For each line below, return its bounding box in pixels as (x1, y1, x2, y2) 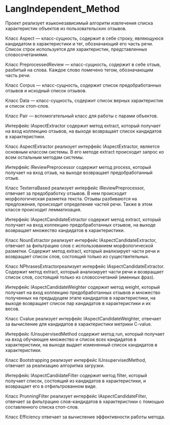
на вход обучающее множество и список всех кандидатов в (5, 336, 137, 342)
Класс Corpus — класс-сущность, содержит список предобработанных (5, 82, 161, 88)
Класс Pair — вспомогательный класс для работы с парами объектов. (5, 113, 158, 119)
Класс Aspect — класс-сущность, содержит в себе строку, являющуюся (5, 35, 164, 41)
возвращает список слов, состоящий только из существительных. (5, 253, 150, 259)
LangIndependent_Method (5, 3, 120, 15)
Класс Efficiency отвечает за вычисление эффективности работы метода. (5, 414, 165, 420)
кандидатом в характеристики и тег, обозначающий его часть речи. (5, 40, 153, 46)
